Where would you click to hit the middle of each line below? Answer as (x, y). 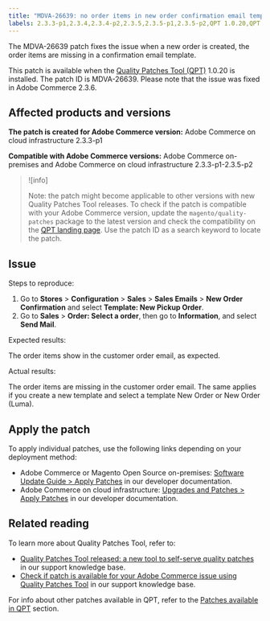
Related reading (49, 524)
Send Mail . (38, 325)
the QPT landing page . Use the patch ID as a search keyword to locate (144, 230)
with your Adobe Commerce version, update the (107, 213)
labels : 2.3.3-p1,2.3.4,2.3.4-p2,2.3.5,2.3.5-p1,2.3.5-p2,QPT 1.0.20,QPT (135, 23)
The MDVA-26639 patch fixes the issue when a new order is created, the (129, 46)
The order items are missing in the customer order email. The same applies (133, 387)
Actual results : (32, 372)
